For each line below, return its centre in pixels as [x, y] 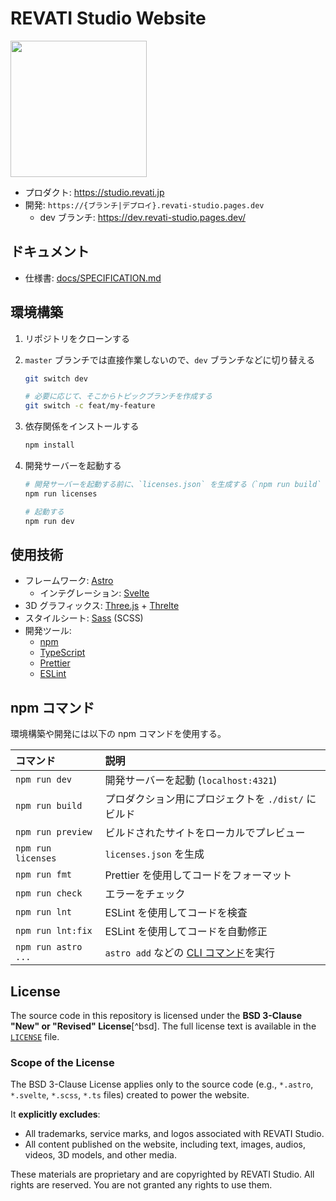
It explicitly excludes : [55, 1114]
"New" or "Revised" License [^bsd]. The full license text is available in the [163, 1026]
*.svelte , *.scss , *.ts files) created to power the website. [130, 1095]
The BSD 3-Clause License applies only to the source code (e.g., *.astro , [162, 1084]
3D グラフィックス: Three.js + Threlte [102, 606]
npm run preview [54, 832]
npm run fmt [44, 875]
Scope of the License [62, 1062]
